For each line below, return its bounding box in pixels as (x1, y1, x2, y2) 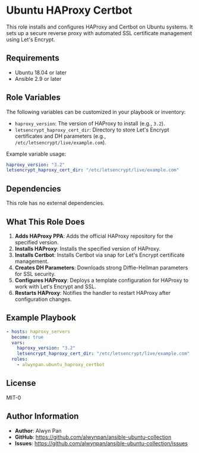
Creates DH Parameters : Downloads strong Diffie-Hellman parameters (14, 264, 188, 271)
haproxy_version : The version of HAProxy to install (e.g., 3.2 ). (14, 119, 165, 127)
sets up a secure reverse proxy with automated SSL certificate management (6, 29, 192, 36)
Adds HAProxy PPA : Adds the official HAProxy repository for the (14, 232, 173, 240)
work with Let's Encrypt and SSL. (14, 283, 97, 290)
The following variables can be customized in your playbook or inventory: (6, 108, 186, 115)
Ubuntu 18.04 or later (14, 69, 67, 76)
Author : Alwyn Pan (14, 427, 62, 434)
